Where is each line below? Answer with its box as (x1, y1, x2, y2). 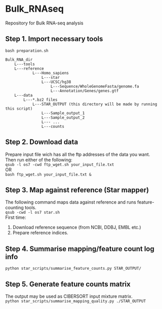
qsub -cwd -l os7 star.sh (5, 210, 60, 215)
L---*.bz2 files (23, 97, 58, 102)
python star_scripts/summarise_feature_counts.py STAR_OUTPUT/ (5, 266, 142, 271)
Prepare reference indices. (12, 230, 68, 236)
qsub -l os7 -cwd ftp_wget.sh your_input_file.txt (5, 162, 114, 167)
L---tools (14, 62, 35, 67)
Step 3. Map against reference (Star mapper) (5, 185, 149, 194)
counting (5, 205, 24, 211)
